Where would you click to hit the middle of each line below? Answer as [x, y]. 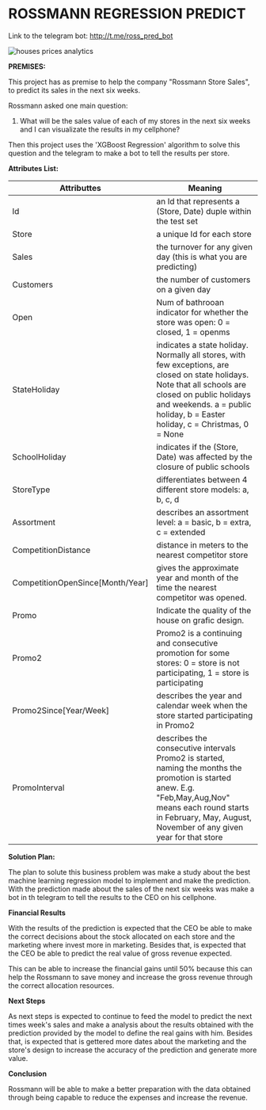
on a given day [184, 289]
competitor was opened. [201, 597]
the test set [177, 221]
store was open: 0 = [194, 322]
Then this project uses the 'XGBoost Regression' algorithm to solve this [124, 144]
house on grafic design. [200, 620]
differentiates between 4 [202, 479]
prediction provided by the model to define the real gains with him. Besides [131, 1033]
